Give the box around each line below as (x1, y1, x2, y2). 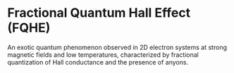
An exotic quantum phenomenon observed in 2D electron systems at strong (7, 43, 228, 51)
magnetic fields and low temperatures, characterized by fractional (7, 51, 199, 59)
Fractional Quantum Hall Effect (7, 5, 191, 21)
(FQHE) (7, 20, 51, 36)
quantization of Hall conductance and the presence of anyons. (7, 58, 189, 66)
